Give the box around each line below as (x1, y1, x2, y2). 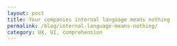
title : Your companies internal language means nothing (7, 16, 170, 23)
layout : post (7, 9, 45, 17)
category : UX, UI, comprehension (7, 28, 103, 36)
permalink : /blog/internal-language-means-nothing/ (7, 22, 158, 29)
